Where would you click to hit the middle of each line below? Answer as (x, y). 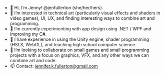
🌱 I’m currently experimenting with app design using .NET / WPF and (80, 29)
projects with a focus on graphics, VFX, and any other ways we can (79, 55)
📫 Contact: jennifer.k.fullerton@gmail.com (54, 66)
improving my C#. (28, 34)
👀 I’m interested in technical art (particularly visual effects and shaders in (85, 13)
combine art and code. (33, 60)
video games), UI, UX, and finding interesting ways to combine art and (82, 18)
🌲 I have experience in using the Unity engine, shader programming (79, 39)
